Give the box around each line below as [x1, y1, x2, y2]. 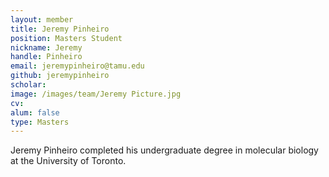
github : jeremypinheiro [10, 71, 110, 81]
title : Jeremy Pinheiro [10, 24, 110, 34]
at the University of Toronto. [10, 155, 127, 167]
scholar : [10, 80, 47, 90]
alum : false [10, 107, 60, 118]
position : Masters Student [10, 33, 123, 43]
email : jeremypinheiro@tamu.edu [10, 61, 145, 71]
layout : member [10, 14, 74, 25]
